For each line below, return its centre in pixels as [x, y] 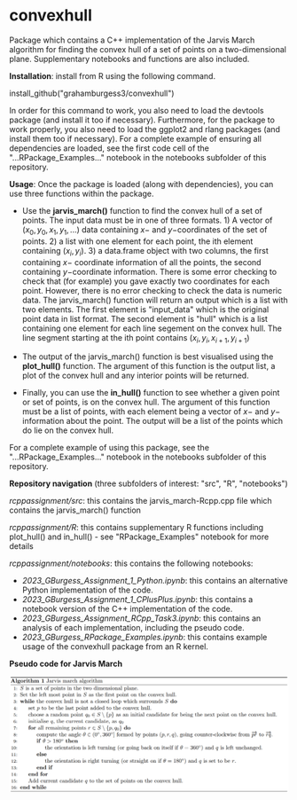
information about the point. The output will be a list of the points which [152, 421]
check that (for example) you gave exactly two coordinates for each [146, 281]
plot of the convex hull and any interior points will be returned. [136, 376]
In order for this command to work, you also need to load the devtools [137, 110]
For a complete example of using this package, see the [109, 448]
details [21, 546]
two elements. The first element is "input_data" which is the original [145, 309]
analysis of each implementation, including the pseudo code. [133, 628]
